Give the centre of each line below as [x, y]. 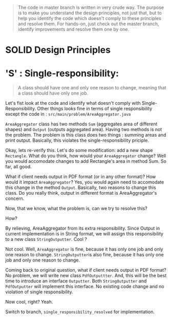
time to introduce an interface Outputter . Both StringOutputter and [76, 281]
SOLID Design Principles [58, 50]
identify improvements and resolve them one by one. [73, 29]
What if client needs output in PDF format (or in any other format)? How [81, 177]
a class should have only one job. [53, 93]
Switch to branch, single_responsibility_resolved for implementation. [80, 312]
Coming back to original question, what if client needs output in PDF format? [86, 270]
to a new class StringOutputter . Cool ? [46, 239]
